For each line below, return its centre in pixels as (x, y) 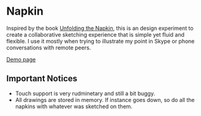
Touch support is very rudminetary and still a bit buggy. (85, 93)
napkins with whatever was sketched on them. (74, 106)
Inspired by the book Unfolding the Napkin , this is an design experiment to (100, 28)
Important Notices (42, 78)
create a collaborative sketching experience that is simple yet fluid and (96, 34)
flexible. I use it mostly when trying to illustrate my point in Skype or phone (100, 41)
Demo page (21, 59)
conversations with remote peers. (49, 48)
